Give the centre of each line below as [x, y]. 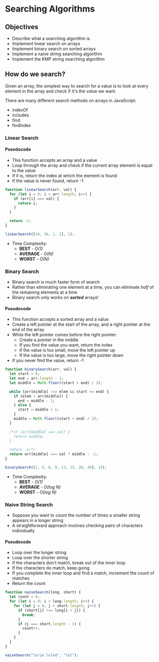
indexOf [20, 110]
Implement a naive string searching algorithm [57, 54]
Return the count [29, 583]
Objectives [22, 27]
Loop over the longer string [39, 552]
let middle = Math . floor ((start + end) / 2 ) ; [56, 383]
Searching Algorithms [50, 9]
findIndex [22, 125]
